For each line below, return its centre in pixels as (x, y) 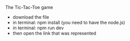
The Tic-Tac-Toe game (29, 7)
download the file (31, 17)
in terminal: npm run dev (38, 28)
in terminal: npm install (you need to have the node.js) (69, 23)
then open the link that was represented (54, 33)
